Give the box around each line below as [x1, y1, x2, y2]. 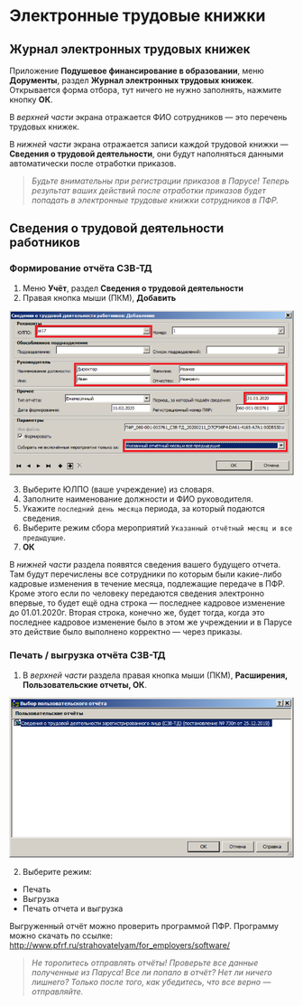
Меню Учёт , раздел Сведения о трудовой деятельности [22, 282, 243, 294]
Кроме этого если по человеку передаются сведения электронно [9, 588, 264, 599]
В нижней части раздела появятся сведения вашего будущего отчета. [9, 559, 281, 570]
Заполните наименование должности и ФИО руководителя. [22, 494, 254, 504]
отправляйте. [31, 986, 84, 997]
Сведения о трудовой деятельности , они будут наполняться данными [9, 148, 284, 159]
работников [9, 235, 81, 250]
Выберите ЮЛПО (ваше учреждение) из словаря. [22, 484, 215, 495]
